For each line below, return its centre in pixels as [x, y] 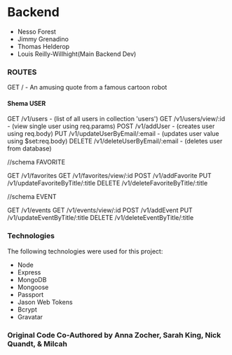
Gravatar [30, 316]
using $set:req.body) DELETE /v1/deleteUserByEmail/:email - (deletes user [115, 141]
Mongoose [33, 287]
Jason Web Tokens [45, 302]
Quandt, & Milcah [37, 344]
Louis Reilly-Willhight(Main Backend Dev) [77, 54]
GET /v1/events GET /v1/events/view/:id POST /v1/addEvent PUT [100, 210]
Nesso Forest [36, 32]
